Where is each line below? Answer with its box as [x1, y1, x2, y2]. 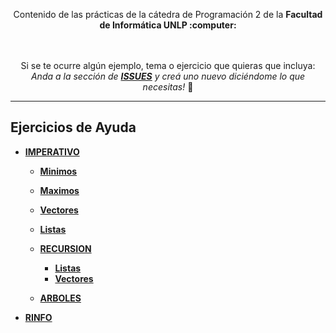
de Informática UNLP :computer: [99, 19, 237, 31]
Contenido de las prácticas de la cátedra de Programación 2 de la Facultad [13, 9, 323, 20]
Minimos [39, 165, 78, 177]
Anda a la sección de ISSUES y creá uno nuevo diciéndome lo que [30, 70, 306, 82]
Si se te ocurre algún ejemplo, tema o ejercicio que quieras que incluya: [20, 60, 316, 71]
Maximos [39, 184, 80, 196]
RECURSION [39, 242, 92, 254]
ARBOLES [39, 292, 82, 304]
